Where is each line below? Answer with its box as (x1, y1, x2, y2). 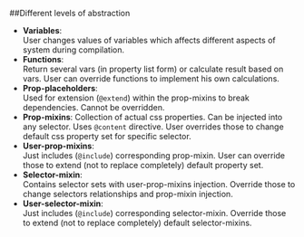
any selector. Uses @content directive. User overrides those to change (22, 121, 284, 132)
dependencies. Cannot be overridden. (22, 102, 165, 112)
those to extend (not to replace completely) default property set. (22, 160, 264, 170)
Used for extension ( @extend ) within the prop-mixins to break (22, 92, 250, 103)
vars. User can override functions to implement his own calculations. (22, 73, 279, 84)
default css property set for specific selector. (22, 131, 192, 141)
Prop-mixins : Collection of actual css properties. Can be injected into (22, 112, 283, 122)
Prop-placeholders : (22, 83, 98, 93)
